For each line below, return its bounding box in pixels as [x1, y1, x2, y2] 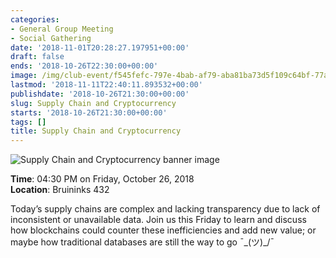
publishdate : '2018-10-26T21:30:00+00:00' [10, 89, 190, 99]
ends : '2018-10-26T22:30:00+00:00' [10, 61, 159, 71]
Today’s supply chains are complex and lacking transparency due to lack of [10, 203, 321, 215]
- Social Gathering [10, 33, 92, 43]
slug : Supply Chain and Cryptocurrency [10, 98, 177, 108]
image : [10, 71, 38, 81]
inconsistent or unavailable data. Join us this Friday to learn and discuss [10, 214, 307, 226]
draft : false [10, 52, 65, 62]
